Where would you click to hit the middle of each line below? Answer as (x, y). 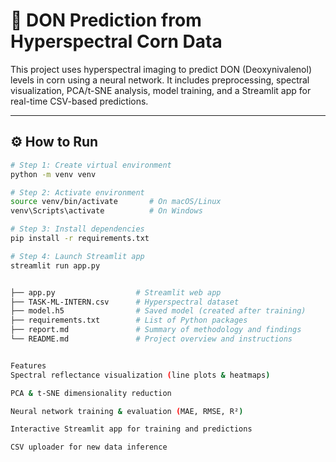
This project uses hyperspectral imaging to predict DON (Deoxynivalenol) (161, 69)
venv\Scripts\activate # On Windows (106, 211)
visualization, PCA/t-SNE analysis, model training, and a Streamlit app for (161, 90)
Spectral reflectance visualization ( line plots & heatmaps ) (140, 375)
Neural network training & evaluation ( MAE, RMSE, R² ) (127, 411)
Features (28, 365)
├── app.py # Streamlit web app (116, 292)
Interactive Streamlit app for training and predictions (131, 429)
